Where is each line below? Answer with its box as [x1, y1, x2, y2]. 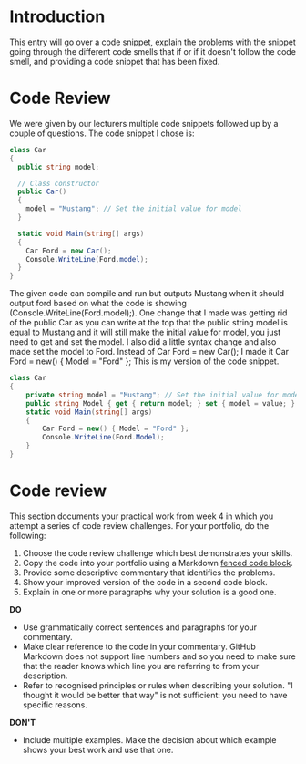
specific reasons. [22, 699, 88, 710]
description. [22, 670, 68, 681]
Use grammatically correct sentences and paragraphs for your [22, 622, 258, 633]
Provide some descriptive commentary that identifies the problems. [22, 567, 276, 578]
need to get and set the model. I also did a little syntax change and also [9, 336, 277, 347]
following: [9, 530, 46, 541]
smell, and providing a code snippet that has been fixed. [9, 56, 220, 67]
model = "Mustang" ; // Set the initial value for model [25, 204, 243, 213]
